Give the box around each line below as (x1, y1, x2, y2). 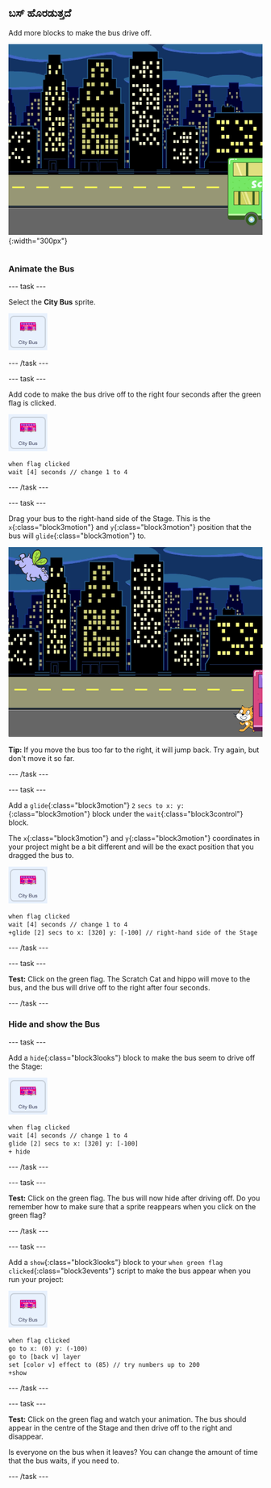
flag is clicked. (8, 398, 56, 408)
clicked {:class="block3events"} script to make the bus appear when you (8, 1266, 252, 1276)
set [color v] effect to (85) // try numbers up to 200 (8, 1360, 200, 1368)
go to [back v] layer (8, 1352, 81, 1360)
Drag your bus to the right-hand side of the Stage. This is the (8, 514, 211, 523)
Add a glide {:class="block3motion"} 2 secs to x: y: (8, 801, 185, 810)
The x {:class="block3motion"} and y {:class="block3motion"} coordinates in (8, 834, 261, 843)
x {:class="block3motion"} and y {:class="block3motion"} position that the (8, 523, 252, 532)
